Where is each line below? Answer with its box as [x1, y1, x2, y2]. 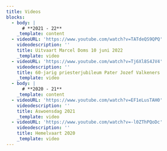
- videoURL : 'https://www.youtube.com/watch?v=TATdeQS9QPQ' [11, 36, 163, 42]
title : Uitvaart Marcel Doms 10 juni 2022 [17, 48, 123, 54]
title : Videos [6, 8, 41, 15]
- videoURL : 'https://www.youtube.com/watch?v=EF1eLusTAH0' [11, 97, 163, 103]
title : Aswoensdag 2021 [17, 108, 76, 114]
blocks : [6, 14, 25, 20]
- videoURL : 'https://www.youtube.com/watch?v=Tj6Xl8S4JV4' [11, 58, 163, 64]
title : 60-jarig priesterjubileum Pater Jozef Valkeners [17, 70, 160, 75]
